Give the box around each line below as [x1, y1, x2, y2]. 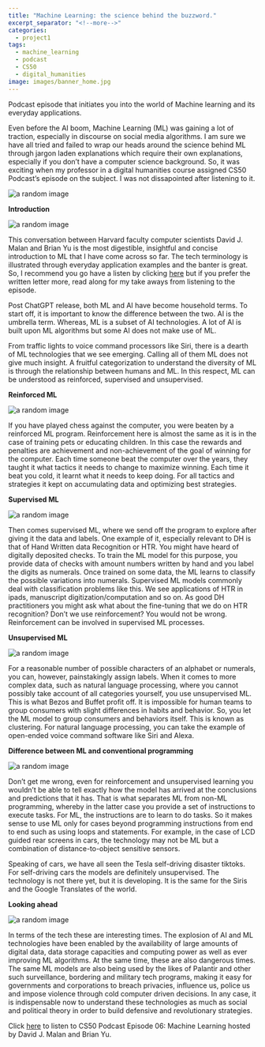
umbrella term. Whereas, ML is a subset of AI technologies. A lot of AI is [8, 317, 242, 326]
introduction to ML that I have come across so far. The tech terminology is [8, 251, 248, 261]
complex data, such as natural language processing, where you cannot [8, 680, 239, 690]
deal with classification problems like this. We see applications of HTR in [8, 584, 243, 593]
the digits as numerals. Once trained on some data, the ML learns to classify [8, 567, 256, 577]
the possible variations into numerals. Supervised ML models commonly [8, 575, 243, 585]
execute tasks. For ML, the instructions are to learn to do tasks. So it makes [8, 810, 252, 819]
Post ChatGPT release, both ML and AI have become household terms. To [8, 300, 248, 310]
